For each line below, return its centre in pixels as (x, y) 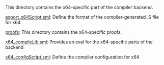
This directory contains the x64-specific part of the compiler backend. (79, 7)
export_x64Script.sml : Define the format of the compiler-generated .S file (82, 17)
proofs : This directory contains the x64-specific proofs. (64, 32)
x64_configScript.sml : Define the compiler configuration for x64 (72, 57)
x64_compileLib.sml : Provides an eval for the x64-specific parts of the (79, 42)
